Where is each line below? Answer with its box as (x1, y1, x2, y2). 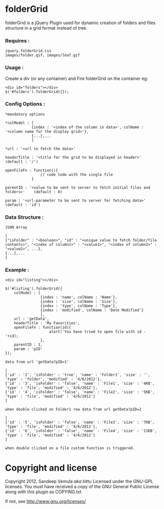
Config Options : (5, 101, 45, 107)
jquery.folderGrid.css (5, 48, 52, 54)
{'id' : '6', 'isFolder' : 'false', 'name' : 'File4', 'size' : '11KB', (5, 429, 157, 434)
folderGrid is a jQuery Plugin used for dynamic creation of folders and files (5, 20, 156, 26)
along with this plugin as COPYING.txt (5, 489, 82, 495)
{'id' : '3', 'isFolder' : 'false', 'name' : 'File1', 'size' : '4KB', (5, 381, 155, 386)
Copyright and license (5, 462, 97, 474)
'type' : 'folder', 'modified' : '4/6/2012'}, (5, 377, 102, 382)
